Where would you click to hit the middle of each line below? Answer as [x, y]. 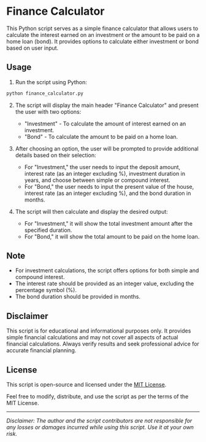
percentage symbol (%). [46, 290]
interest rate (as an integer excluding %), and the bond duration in [108, 193]
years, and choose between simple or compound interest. [97, 180]
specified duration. [48, 230]
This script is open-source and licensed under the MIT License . [86, 385]
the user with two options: [48, 111]
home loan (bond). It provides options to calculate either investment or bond [103, 41]
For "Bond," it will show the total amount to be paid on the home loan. [112, 236]
